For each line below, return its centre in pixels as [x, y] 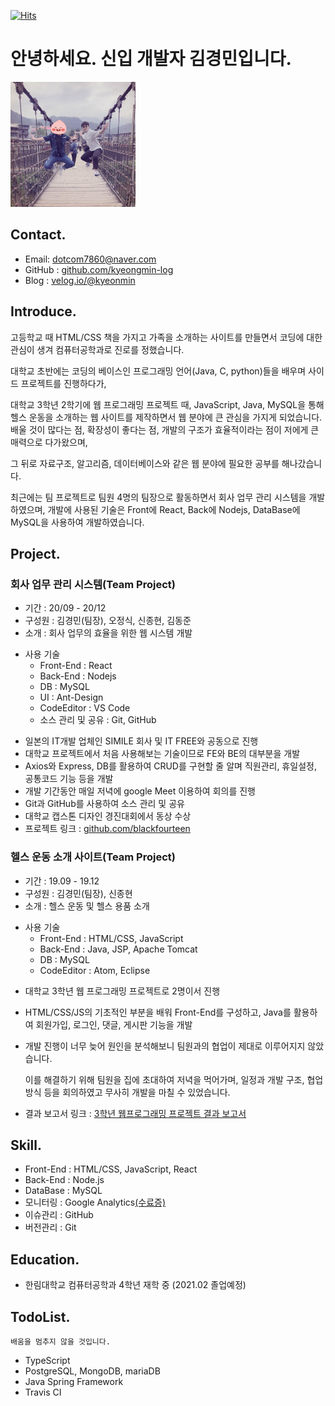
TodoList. [40, 1316]
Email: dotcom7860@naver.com [90, 259]
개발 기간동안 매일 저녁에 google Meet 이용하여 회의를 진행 [140, 791]
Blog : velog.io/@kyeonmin [80, 280]
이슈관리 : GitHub [59, 1215]
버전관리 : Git [50, 1227]
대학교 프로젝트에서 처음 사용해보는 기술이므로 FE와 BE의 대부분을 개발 [162, 754]
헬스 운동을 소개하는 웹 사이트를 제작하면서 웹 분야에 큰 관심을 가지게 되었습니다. [166, 417]
